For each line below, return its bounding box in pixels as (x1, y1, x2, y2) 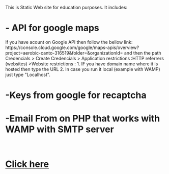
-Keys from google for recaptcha (5, 89, 147, 101)
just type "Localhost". (5, 71, 51, 78)
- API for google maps (5, 22, 99, 34)
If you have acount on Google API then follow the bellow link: (5, 39, 133, 45)
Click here (5, 158, 49, 170)
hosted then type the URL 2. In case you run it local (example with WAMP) (5, 66, 160, 72)
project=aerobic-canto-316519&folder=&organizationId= (5, 49, 123, 56)
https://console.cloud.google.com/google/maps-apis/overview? (5, 44, 139, 51)
